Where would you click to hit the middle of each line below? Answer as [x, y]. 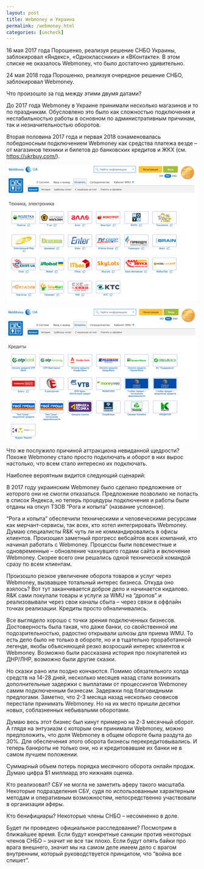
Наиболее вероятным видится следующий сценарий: [76, 475]
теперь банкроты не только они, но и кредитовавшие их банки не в [94, 748]
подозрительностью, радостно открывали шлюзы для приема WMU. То [100, 634]
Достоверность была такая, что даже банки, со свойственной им [92, 627]
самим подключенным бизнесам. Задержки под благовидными [90, 690]
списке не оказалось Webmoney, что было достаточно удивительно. [96, 64]
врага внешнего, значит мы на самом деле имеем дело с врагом [91, 848]
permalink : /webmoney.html [40, 26]
